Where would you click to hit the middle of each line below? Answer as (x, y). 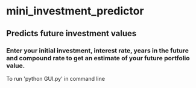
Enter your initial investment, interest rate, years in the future (97, 51)
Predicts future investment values (71, 33)
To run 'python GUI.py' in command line (56, 78)
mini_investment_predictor (75, 11)
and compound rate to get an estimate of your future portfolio (98, 58)
